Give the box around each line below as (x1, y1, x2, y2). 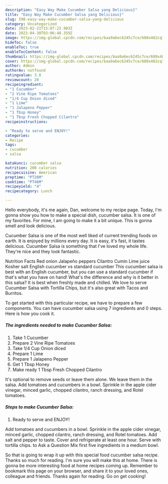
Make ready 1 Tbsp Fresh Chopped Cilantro (12, 367, 102, 373)
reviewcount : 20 (5, 77, 39, 82)
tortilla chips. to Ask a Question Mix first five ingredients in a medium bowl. (5, 442, 159, 448)
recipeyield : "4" (5, 184, 41, 189)
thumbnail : (5, 54, 28, 59)
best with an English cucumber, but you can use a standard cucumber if (5, 269, 153, 275)
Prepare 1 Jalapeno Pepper (12, 356, 68, 362)
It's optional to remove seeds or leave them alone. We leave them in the (5, 376, 152, 382)
